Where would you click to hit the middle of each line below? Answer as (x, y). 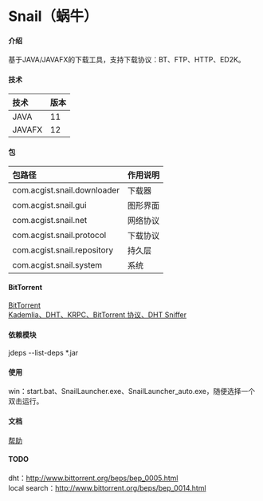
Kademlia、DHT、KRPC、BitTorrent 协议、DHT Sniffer (98, 315)
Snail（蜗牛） (53, 16)
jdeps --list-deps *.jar (43, 353)
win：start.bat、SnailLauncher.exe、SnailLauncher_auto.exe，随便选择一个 (132, 392)
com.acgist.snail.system (57, 264)
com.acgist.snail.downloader (66, 190)
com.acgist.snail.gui (49, 205)
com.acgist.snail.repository (63, 250)
